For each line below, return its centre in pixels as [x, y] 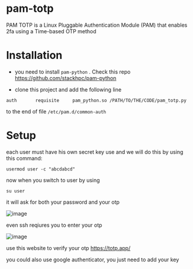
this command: [24, 158]
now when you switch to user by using [53, 180]
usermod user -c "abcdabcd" [41, 169]
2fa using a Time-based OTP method [51, 31]
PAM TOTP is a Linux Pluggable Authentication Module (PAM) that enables [97, 25]
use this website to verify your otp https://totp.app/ [68, 248]
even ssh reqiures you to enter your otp [54, 225]
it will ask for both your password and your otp [63, 202]
